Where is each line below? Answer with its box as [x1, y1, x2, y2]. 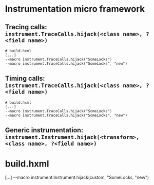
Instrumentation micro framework [5, 3, 145, 15]
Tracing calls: [5, 23, 47, 31]
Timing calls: [5, 74, 45, 83]
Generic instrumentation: [5, 126, 84, 134]
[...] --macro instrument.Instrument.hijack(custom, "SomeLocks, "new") [5, 174, 149, 181]
